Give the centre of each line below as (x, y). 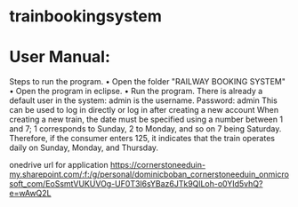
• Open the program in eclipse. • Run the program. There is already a (136, 92)
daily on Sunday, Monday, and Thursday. (84, 147)
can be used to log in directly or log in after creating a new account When (144, 110)
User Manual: (60, 57)
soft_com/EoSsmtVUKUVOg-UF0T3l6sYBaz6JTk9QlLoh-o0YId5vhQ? (136, 184)
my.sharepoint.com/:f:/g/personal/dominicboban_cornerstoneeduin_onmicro (149, 174)
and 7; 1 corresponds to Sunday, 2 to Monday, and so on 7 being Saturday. (145, 129)
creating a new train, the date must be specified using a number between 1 (146, 119)
